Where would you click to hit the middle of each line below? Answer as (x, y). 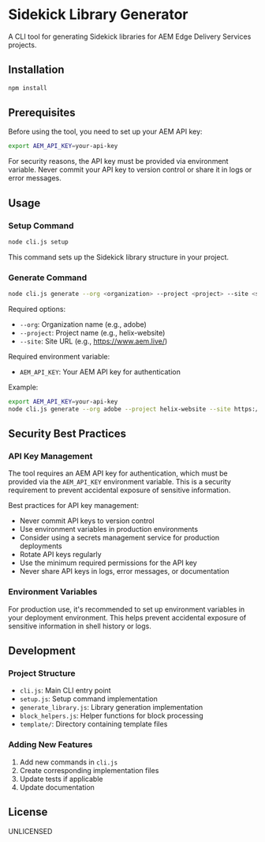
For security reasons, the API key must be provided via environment (118, 161)
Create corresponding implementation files (89, 770)
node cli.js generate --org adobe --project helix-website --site (119, 409)
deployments (41, 546)
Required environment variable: (59, 357)
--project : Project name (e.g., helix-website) (92, 333)
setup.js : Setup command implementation (88, 699)
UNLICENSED (30, 831)
